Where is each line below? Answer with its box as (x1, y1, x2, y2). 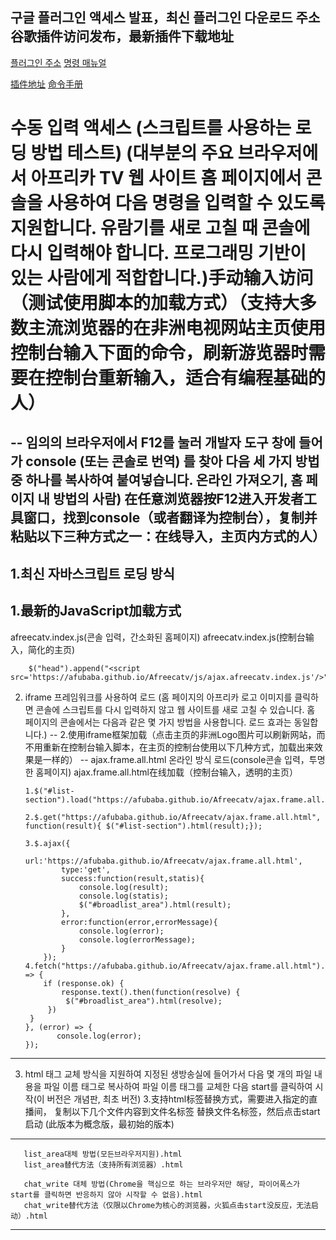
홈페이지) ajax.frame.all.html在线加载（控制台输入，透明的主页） (35, 766, 298, 778)
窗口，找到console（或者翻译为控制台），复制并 (23, 509, 318, 527)
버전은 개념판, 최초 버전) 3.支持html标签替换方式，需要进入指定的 (46, 1093, 310, 1105)
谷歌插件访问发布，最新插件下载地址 (10, 28, 234, 45)
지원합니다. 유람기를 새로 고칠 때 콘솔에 (10, 217, 311, 239)
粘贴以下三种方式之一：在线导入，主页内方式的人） (10, 528, 326, 545)
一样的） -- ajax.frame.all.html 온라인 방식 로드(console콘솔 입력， (42, 753, 310, 765)
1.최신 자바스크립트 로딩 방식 (10, 565, 175, 582)
